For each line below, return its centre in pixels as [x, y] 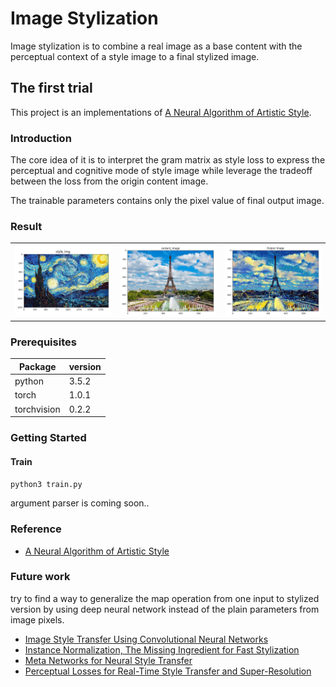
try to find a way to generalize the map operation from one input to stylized [165, 598]
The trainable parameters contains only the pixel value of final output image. [167, 201]
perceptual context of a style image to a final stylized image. [135, 56]
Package [37, 366]
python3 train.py [46, 485]
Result [26, 226]
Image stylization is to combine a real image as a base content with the [156, 46]
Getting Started [48, 438]
